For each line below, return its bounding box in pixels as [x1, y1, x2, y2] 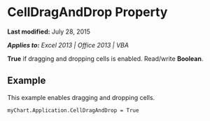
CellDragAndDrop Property [7, 4, 168, 20]
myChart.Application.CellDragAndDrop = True [7, 106, 139, 114]
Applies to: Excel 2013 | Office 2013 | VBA [7, 41, 129, 49]
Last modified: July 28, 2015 [7, 27, 91, 36]
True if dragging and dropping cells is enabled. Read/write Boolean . [7, 54, 204, 63]
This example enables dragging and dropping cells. [7, 93, 155, 101]
